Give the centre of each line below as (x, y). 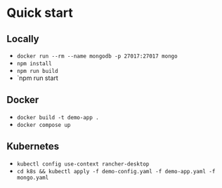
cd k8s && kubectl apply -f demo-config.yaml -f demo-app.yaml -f (116, 171)
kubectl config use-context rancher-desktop (83, 164)
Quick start (40, 13)
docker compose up (44, 125)
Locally (23, 39)
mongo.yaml (33, 177)
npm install (34, 64)
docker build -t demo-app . (58, 117)
